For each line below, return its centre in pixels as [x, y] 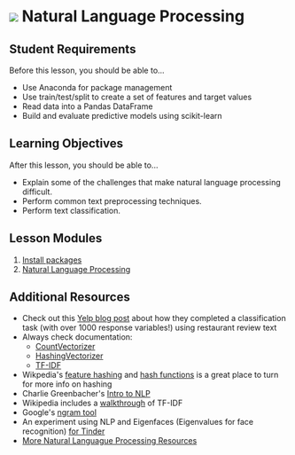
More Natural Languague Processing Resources [109, 441]
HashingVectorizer [69, 356]
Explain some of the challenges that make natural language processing [151, 182]
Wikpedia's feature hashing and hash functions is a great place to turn [150, 375]
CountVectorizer [65, 347]
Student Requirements [73, 49]
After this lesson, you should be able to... [84, 165]
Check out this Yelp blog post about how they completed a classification [154, 318]
